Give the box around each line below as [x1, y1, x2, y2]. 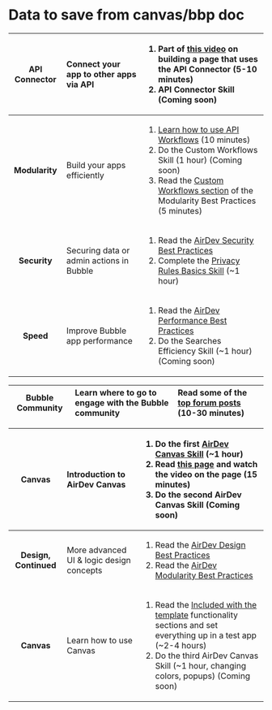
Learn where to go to [74, 387, 157, 398]
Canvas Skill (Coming [155, 499, 240, 510]
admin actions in [66, 254, 130, 266]
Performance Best [157, 314, 227, 326]
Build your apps [66, 159, 126, 171]
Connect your [66, 58, 121, 70]
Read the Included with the [155, 599, 257, 610]
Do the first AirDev [155, 438, 229, 449]
